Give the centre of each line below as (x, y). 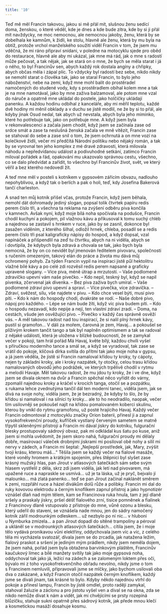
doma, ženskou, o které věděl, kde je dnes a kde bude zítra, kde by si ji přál (82, 29)
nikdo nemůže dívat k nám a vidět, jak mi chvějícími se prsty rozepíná (76, 596)
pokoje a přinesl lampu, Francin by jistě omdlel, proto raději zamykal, (76, 585)
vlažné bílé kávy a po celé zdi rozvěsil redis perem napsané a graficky (77, 266)
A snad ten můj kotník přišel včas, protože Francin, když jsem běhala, (76, 197)
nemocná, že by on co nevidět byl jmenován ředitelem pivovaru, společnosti (83, 250)
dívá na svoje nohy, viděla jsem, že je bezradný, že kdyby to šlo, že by (77, 394)
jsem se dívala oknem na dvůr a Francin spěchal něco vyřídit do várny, (78, 378)
